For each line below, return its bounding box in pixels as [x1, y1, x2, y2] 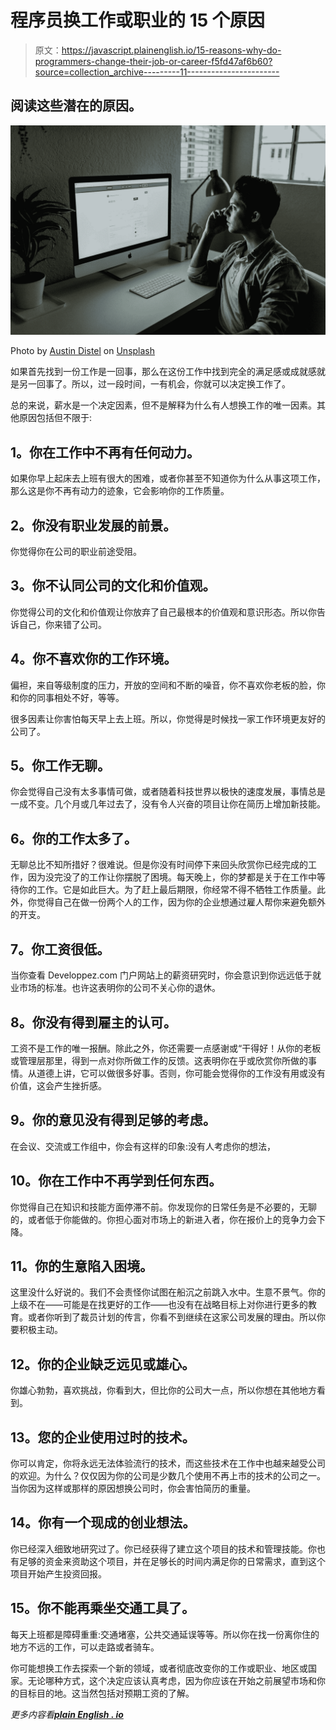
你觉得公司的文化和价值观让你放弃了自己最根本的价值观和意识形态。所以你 [10, 606, 317, 618]
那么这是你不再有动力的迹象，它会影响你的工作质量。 [10, 485, 230, 497]
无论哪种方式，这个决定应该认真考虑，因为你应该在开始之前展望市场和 [27, 1674, 317, 1686]
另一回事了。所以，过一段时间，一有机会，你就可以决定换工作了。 [18, 378, 291, 390]
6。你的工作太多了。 [10, 830, 138, 847]
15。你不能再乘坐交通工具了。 [10, 1600, 196, 1617]
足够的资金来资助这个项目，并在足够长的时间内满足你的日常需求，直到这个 [18, 1555, 326, 1567]
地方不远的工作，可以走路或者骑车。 [10, 1641, 160, 1653]
